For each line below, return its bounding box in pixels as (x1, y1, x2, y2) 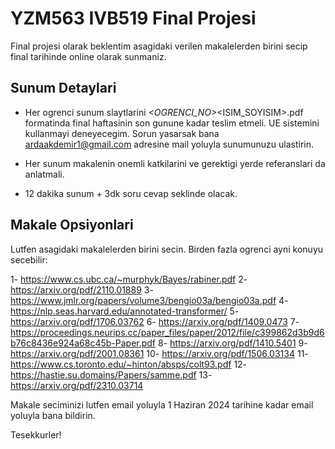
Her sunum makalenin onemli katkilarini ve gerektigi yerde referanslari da (24, 157, 326, 169)
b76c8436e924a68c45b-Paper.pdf (10, 337, 157, 349)
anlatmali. (24, 168, 65, 180)
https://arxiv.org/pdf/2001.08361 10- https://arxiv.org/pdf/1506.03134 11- (10, 347, 309, 359)
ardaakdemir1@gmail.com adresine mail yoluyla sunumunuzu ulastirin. (24, 138, 315, 150)
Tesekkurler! (10, 428, 62, 441)
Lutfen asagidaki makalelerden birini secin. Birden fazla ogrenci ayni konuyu (10, 243, 324, 255)
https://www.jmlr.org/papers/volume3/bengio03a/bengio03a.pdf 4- (10, 294, 289, 306)
